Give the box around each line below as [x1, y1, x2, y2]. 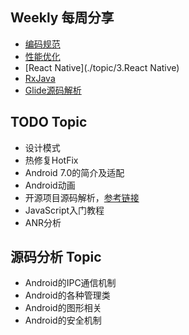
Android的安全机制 [24, 314, 102, 327]
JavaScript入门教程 [24, 204, 105, 216]
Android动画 [24, 179, 76, 191]
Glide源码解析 [24, 84, 82, 96]
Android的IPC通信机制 [24, 277, 117, 289]
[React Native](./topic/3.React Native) [24, 61, 180, 73]
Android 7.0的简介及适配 [24, 166, 125, 178]
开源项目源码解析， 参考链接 [24, 191, 140, 203]
